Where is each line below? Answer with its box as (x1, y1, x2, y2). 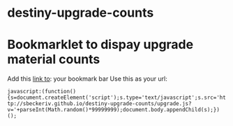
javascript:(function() (7, 88, 77, 95)
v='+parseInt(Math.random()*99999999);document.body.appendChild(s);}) (7, 107, 220, 113)
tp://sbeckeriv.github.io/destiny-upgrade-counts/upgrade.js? (7, 100, 192, 107)
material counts (7, 52, 100, 68)
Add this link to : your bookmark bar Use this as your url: (7, 74, 167, 83)
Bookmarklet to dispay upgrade (7, 37, 194, 53)
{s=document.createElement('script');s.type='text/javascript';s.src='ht (7, 94, 227, 102)
